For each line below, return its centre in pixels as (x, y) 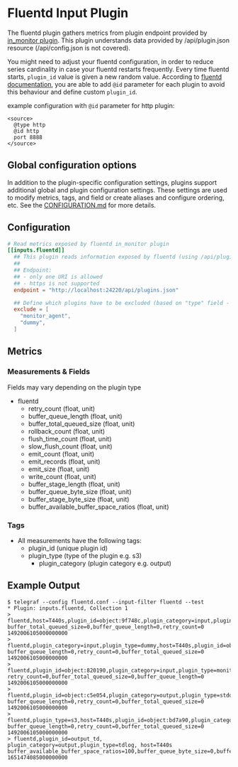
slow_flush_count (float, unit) (70, 446)
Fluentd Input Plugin (68, 13)
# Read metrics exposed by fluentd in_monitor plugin (89, 244)
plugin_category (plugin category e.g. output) (105, 563)
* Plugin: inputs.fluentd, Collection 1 (68, 608)
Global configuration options (72, 165)
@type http (30, 125)
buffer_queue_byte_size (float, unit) (80, 491)
